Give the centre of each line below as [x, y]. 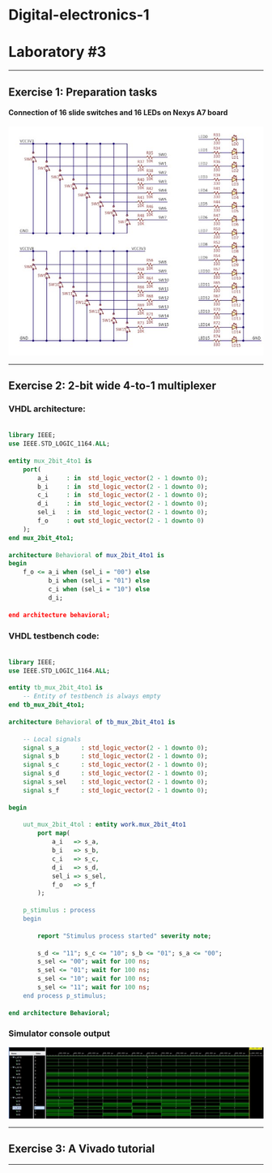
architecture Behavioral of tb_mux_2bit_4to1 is [92, 722]
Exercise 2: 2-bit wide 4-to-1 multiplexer [113, 386]
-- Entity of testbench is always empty [92, 696]
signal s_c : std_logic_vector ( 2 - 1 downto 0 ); [115, 765]
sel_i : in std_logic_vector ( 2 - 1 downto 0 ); [123, 513]
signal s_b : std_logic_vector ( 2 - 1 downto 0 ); [115, 756]
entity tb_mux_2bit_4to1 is [56, 688]
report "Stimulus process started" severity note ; [125, 936]
